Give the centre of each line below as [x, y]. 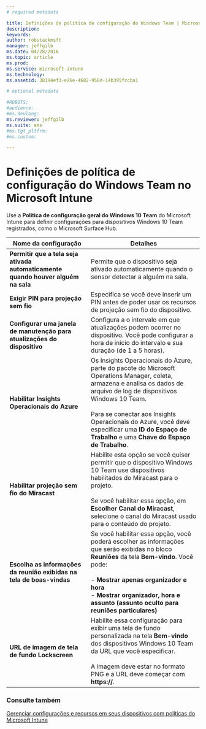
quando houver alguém [44, 277]
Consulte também [34, 700]
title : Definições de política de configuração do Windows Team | [93, 23]
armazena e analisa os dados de [137, 384]
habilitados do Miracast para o [135, 478]
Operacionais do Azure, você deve [140, 422]
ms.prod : [17, 63]
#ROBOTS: [17, 102]
